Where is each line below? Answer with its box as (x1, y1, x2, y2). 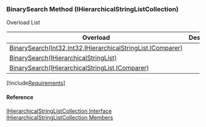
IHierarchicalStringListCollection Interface (6, 107, 112, 115)
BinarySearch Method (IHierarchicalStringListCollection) (6, 5, 179, 13)
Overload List (6, 19, 40, 26)
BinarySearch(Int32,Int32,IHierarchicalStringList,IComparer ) (9, 44, 183, 52)
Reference (6, 93, 34, 101)
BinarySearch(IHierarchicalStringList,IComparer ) (9, 64, 149, 72)
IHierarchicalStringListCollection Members (6, 114, 113, 121)
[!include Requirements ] (6, 79, 66, 87)
